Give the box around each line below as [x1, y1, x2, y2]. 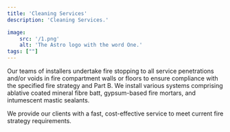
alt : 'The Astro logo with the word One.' [19, 42, 143, 49]
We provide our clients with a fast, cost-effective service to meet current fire [7, 109, 224, 118]
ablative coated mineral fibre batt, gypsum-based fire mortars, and [7, 89, 196, 97]
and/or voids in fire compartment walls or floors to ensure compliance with [7, 74, 218, 82]
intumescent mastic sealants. [7, 96, 90, 104]
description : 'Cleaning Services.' [7, 16, 109, 23]
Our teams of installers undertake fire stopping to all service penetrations [7, 67, 214, 75]
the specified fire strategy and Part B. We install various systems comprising [7, 82, 223, 89]
